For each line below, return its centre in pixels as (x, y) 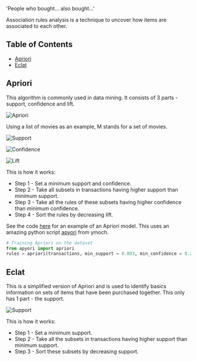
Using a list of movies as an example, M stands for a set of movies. (87, 126)
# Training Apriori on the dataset (50, 243)
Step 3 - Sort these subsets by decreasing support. (77, 352)
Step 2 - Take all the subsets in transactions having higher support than (101, 339)
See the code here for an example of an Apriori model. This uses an (88, 226)
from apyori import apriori (40, 248)
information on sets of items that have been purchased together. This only (96, 292)
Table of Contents (40, 44)
